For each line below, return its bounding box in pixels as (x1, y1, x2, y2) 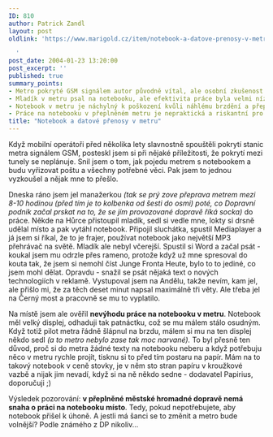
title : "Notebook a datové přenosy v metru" (8, 117, 162, 126)
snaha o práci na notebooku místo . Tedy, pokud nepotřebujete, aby (8, 403, 236, 412)
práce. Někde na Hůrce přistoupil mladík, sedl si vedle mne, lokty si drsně (8, 216, 254, 225)
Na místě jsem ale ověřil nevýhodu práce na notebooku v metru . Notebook (8, 309, 262, 318)
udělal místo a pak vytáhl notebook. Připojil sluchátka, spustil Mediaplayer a (8, 224, 262, 234)
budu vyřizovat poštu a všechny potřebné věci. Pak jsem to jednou (8, 166, 232, 175)
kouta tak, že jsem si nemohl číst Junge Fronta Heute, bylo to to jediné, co (8, 259, 256, 268)
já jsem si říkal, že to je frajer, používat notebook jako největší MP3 (8, 233, 232, 242)
